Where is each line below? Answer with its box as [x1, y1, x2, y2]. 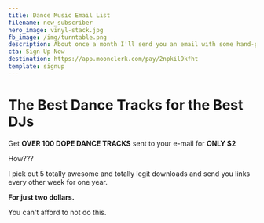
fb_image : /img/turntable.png [8, 33, 108, 41]
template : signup [8, 63, 65, 70]
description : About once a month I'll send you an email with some [8, 41, 234, 49]
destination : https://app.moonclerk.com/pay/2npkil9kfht [8, 56, 199, 63]
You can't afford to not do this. [8, 207, 107, 217]
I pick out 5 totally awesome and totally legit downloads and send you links [8, 169, 251, 178]
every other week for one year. [8, 177, 108, 186]
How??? [8, 153, 34, 163]
